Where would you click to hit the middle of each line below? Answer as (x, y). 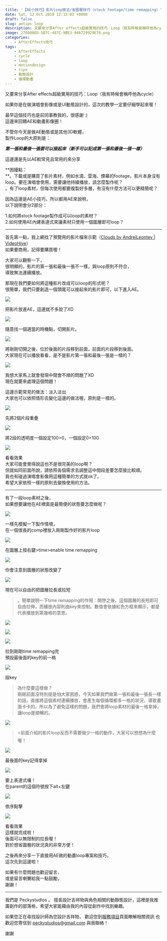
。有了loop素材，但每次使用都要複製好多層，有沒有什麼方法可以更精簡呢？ (82, 188)
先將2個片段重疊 (22, 418)
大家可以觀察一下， (25, 260)
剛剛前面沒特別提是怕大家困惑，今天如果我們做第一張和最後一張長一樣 (89, 694)
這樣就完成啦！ (20, 832)
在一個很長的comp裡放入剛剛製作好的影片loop (52, 530)
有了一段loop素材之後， (29, 498)
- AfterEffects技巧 (34, 42)
